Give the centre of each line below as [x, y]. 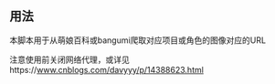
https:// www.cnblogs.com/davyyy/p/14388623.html [106, 69]
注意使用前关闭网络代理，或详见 [69, 59]
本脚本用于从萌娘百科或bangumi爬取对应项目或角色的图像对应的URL [138, 40]
